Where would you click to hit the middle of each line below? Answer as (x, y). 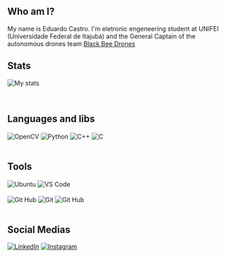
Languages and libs (51, 119)
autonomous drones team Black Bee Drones (71, 43)
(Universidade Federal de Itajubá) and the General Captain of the (102, 36)
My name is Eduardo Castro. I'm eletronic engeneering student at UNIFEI (113, 28)
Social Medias (39, 229)
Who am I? (31, 12)
